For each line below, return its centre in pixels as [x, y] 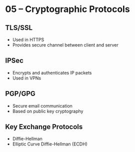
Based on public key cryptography [48, 111]
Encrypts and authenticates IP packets [52, 72]
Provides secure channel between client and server [65, 45]
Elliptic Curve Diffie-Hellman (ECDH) [50, 144]
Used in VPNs [27, 78]
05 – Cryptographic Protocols [67, 9]
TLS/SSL [19, 28]
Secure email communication [42, 105]
